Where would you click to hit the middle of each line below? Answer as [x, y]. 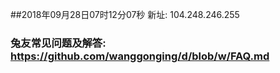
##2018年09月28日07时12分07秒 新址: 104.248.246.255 [125, 14]
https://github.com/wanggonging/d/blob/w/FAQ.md [140, 56]
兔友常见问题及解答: [58, 43]
